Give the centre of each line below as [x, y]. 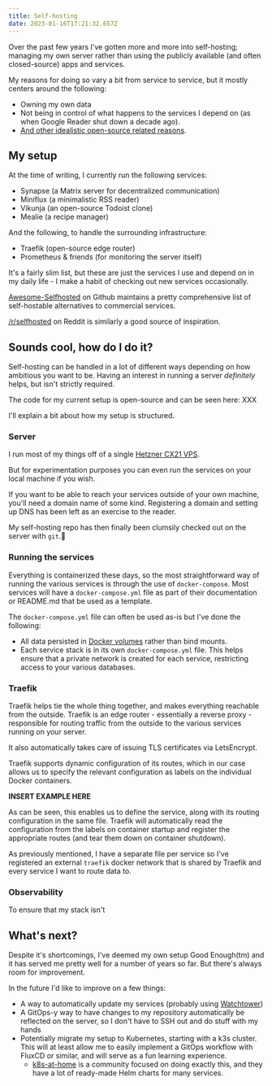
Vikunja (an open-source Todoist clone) [86, 208]
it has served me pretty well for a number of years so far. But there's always [135, 964]
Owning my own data [56, 104]
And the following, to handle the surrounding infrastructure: [108, 233]
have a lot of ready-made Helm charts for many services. [128, 1073]
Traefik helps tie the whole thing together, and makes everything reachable [134, 706]
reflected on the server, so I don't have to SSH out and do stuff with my [139, 1021]
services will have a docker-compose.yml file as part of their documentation [133, 592]
